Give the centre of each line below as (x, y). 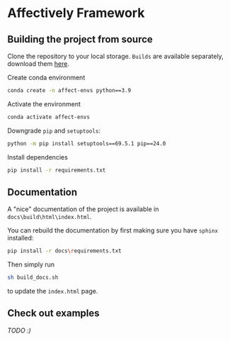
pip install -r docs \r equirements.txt (64, 251)
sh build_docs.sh (33, 278)
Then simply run (31, 264)
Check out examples (54, 313)
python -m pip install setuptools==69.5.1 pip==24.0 (87, 143)
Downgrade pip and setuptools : (54, 130)
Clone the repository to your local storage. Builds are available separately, (116, 56)
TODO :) (19, 330)
